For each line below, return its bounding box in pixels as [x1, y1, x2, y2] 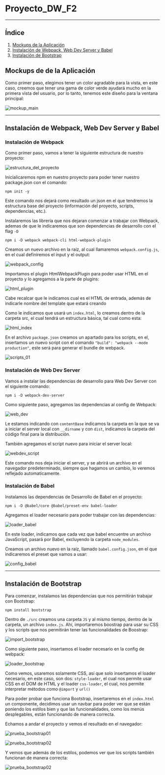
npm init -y [5, 189, 29, 194]
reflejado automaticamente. [5, 470, 61, 476]
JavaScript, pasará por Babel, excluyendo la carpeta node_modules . [5, 536, 140, 542]
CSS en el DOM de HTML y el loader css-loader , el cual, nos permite [5, 681, 144, 687]
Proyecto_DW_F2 [5, 3, 77, 14]
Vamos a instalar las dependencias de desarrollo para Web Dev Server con [5, 378, 157, 384]
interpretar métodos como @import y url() [5, 686, 91, 692]
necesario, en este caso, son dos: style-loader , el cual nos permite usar [5, 675, 152, 681]
